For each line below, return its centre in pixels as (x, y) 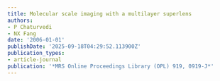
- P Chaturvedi (30, 27)
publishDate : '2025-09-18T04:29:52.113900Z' (74, 46)
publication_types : (36, 54)
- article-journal (34, 60)
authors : (20, 20)
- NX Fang (22, 33)
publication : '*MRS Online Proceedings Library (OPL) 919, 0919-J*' (111, 66)
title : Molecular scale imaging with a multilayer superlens (100, 14)
